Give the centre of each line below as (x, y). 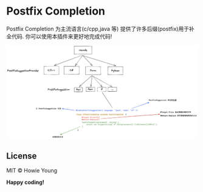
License (22, 156)
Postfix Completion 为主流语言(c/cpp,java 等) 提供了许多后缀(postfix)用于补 (100, 29)
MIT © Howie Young (32, 171)
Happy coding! (25, 182)
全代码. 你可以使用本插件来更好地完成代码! (59, 36)
